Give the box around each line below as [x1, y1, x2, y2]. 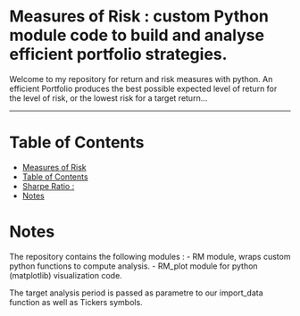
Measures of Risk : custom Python [9, 6, 270, 27]
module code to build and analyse [9, 25, 265, 46]
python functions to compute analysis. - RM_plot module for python [9, 261, 258, 271]
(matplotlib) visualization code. [9, 270, 122, 280]
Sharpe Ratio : [21, 180, 75, 191]
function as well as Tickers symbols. [9, 296, 143, 307]
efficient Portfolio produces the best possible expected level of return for [9, 83, 278, 94]
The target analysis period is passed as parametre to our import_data [9, 287, 263, 298]
